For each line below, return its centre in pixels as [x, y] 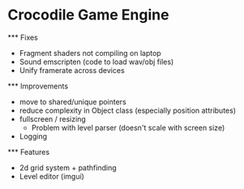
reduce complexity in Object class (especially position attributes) [128, 110]
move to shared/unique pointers [73, 101]
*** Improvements [38, 86]
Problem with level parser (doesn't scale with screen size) [128, 127]
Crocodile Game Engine [88, 15]
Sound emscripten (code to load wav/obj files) [96, 62]
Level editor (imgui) [51, 176]
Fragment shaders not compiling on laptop [90, 53]
